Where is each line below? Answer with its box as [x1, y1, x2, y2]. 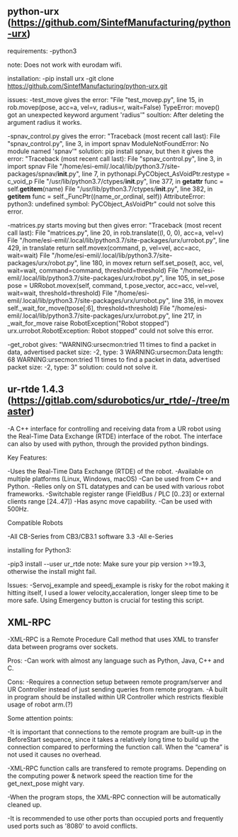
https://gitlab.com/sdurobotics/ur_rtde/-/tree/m [11, 394, 230, 406]
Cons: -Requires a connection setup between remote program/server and [7, 677, 222, 687]
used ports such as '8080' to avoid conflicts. [7, 822, 138, 831]
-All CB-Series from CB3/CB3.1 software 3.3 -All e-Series [7, 532, 174, 541]
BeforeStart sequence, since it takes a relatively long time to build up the [7, 736, 220, 744]
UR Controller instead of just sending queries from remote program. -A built [7, 685, 228, 694]
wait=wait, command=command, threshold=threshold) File [7, 266, 178, 275]
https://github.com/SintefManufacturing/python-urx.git [7, 82, 168, 90]
